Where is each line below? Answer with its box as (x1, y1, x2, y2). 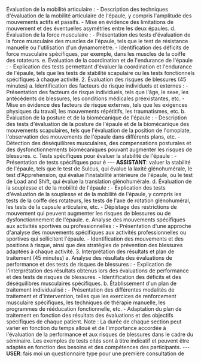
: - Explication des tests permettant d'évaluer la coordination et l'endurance (6, 63, 193, 70)
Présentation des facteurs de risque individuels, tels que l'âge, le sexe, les (6, 89, 189, 95)
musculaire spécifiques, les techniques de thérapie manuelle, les (6, 299, 166, 306)
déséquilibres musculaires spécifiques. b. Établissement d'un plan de (6, 280, 177, 287)
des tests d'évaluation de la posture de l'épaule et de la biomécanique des (6, 121, 190, 127)
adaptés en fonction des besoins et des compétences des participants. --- (6, 344, 190, 350)
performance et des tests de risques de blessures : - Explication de (6, 261, 172, 268)
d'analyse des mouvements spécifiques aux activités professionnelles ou (6, 229, 187, 236)
